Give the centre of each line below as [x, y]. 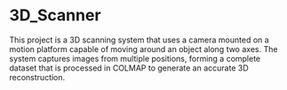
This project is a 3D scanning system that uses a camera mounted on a [139, 40]
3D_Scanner [55, 15]
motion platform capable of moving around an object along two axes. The [143, 49]
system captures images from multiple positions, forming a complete [135, 58]
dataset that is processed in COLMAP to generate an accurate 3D [129, 68]
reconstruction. [37, 77]
